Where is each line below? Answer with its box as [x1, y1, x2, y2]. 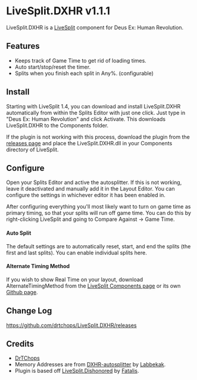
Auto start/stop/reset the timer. [14, 63, 91, 70]
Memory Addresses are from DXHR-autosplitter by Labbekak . [14, 361, 166, 368]
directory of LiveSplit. [6, 146, 59, 153]
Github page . [6, 288, 38, 295]
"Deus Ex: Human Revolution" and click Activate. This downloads [6, 115, 166, 123]
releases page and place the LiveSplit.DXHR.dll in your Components [6, 139, 173, 147]
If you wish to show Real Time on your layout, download [6, 276, 143, 283]
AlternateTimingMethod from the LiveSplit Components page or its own [6, 282, 181, 289]
